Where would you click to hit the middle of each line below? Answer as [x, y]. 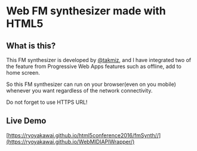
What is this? [31, 46]
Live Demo [26, 121]
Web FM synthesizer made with [86, 11]
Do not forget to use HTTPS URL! [47, 102]
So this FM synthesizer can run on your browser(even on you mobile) [91, 84]
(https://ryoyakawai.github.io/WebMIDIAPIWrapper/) [70, 141]
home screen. [23, 73]
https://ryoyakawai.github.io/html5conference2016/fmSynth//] [84, 135]
